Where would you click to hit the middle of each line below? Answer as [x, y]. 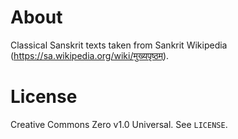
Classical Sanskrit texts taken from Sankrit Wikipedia [119, 45]
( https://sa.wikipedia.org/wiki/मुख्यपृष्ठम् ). [90, 55]
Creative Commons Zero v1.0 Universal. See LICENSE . [119, 124]
